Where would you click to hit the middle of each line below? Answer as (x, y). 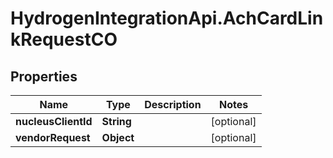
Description (173, 104)
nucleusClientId (54, 121)
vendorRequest (53, 137)
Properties (44, 76)
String (116, 121)
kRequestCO (64, 39)
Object (118, 137)
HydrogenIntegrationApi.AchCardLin (167, 18)
